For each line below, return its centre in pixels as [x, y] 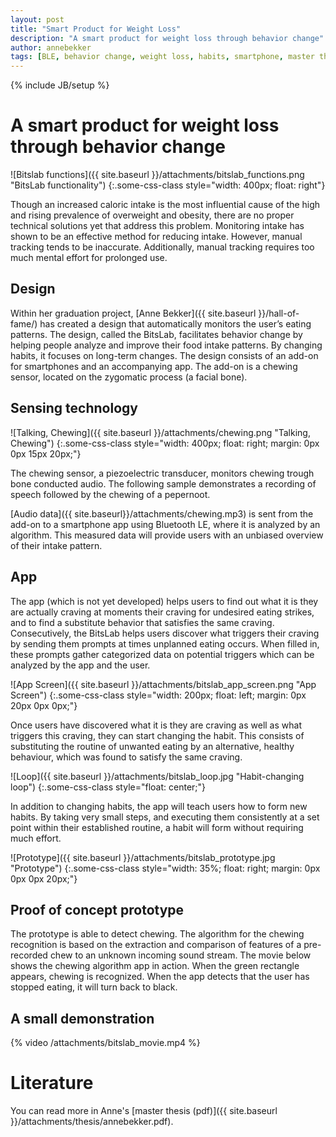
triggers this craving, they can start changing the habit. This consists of [157, 735]
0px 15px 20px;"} [46, 453]
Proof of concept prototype [97, 909]
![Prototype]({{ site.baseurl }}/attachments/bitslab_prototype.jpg [143, 857]
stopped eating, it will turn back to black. [94, 987]
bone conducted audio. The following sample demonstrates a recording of [163, 483]
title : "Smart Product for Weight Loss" [96, 29]
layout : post [37, 19]
